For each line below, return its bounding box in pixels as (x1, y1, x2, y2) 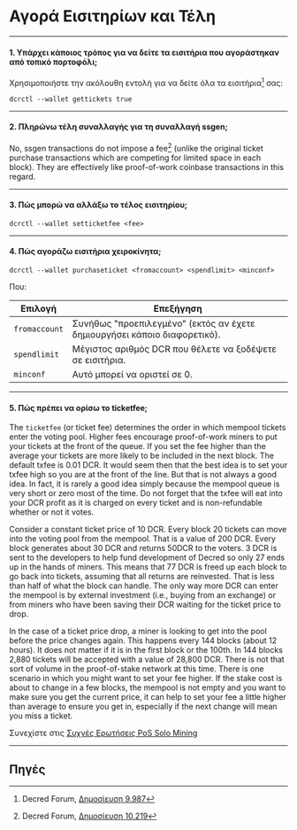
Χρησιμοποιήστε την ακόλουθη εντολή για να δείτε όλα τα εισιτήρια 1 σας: (9, 76, 284, 88)
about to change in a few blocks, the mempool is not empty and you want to (9, 682, 286, 693)
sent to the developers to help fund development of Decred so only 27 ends (9, 552, 286, 563)
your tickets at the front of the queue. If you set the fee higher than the (9, 441, 267, 452)
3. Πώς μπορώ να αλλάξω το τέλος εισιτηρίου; (9, 199, 188, 210)
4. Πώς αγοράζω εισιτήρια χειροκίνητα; (9, 246, 162, 257)
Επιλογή (20, 303, 57, 315)
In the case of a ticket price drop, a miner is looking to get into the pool (9, 626, 267, 637)
